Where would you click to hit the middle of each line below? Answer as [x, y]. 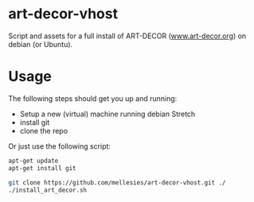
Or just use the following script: [60, 146]
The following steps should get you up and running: [93, 98]
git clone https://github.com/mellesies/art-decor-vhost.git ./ [117, 183]
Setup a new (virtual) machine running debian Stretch [107, 114]
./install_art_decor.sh [48, 190]
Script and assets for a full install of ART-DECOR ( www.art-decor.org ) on [127, 36]
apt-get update [33, 161]
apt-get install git [43, 168]
